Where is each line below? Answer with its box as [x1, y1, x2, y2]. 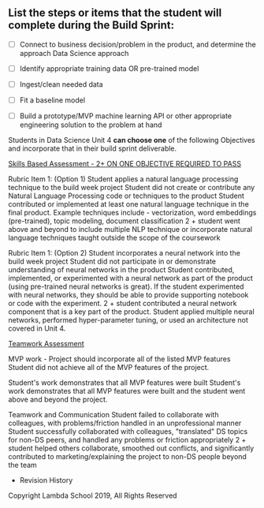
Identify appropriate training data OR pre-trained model [19, 63, 199, 73]
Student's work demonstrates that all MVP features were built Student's [8, 378, 241, 387]
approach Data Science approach [19, 48, 129, 58]
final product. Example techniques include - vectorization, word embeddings [8, 208, 257, 218]
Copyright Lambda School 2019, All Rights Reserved [8, 491, 177, 500]
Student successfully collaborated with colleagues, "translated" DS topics [8, 427, 248, 436]
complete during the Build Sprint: [8, 19, 175, 32]
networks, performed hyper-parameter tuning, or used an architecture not [8, 316, 248, 325]
